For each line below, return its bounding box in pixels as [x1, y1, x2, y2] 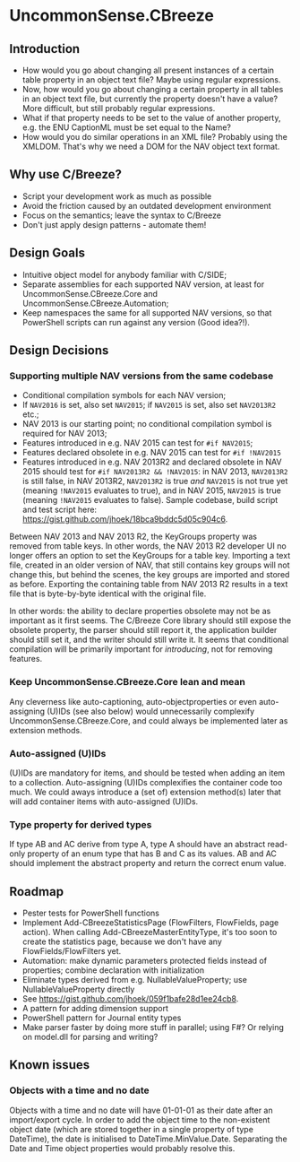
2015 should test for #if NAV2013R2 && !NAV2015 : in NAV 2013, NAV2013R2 [21, 466, 288, 477]
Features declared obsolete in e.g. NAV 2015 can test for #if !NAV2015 [21, 447, 282, 458]
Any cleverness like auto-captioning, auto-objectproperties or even [9, 696, 258, 707]
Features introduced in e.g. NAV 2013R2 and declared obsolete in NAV [21, 456, 282, 467]
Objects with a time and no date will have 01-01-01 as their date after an [9, 1105, 273, 1115]
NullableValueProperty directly [21, 984, 135, 995]
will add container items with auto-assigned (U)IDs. [9, 795, 199, 807]
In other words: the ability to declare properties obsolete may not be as [9, 606, 271, 617]
